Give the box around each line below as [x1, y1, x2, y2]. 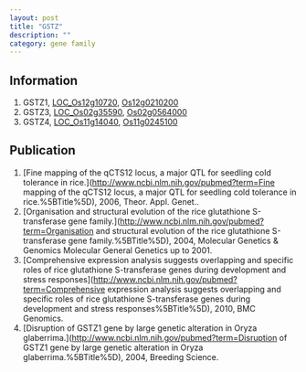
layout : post [9, 13, 59, 23]
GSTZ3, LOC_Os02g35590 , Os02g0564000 [22, 107, 187, 118]
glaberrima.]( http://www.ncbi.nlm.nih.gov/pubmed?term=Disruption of [22, 332, 288, 343]
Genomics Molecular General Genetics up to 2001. [22, 244, 213, 256]
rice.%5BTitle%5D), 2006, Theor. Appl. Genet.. [22, 196, 199, 207]
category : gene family [9, 38, 96, 48]
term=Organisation [22, 225, 94, 236]
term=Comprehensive [22, 283, 106, 294]
